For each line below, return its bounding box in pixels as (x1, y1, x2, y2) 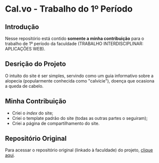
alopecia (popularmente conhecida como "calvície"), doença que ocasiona (5, 78, 155, 83)
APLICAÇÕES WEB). (5, 46, 46, 51)
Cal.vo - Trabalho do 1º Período (5, 3, 133, 15)
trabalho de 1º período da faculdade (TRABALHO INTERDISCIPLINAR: (5, 41, 144, 47)
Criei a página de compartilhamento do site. (12, 120, 100, 126)
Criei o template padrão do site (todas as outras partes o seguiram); (12, 115, 148, 121)
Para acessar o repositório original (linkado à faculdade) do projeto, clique (5, 147, 153, 153)
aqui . (5, 152, 16, 158)
